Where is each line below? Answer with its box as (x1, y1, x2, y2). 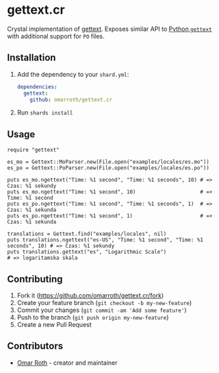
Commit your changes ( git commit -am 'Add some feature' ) (16, 306, 187, 314)
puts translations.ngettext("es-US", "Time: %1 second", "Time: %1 (7, 237, 204, 243)
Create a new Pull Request (16, 321, 92, 328)
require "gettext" (7, 147, 60, 154)
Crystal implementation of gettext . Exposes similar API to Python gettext (7, 25, 212, 33)
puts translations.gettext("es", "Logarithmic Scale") (7, 249, 167, 256)
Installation (7, 52, 56, 64)
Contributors (7, 340, 64, 352)
